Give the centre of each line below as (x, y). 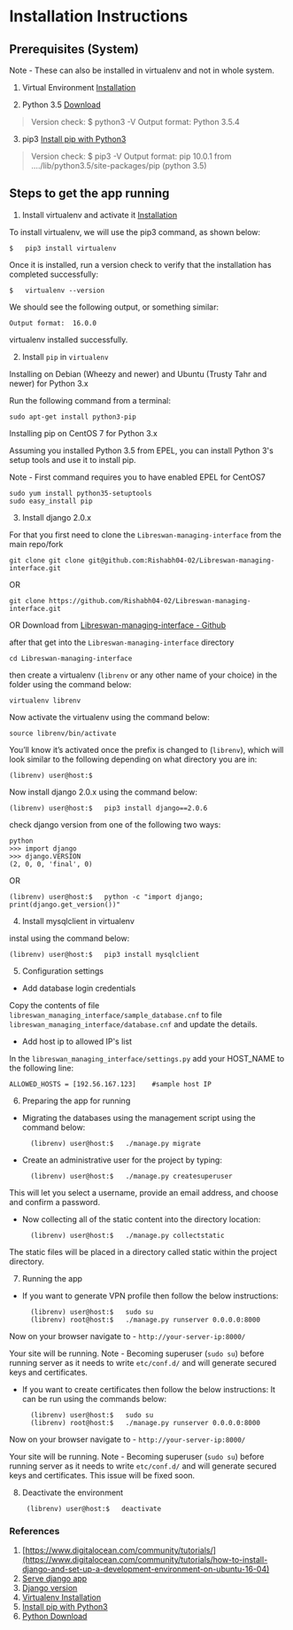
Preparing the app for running (76, 1101)
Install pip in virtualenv (65, 357)
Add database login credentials (79, 988)
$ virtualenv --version (57, 290)
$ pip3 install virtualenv (63, 248)
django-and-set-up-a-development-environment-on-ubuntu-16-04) (146, 1569)
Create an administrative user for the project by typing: (122, 1160)
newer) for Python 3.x (49, 383)
